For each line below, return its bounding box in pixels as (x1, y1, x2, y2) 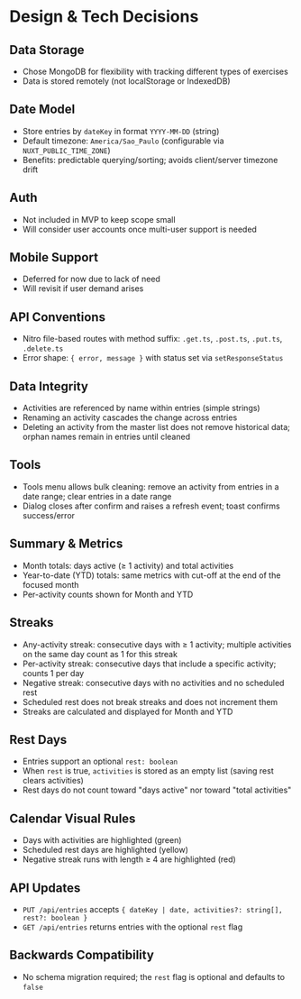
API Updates (9, 880, 81, 895)
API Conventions (9, 309, 106, 325)
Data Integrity (9, 379, 88, 394)
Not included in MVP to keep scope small (22, 214, 176, 225)
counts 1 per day (22, 667, 85, 678)
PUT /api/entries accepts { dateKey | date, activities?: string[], (22, 903, 284, 914)
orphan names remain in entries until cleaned (22, 431, 191, 443)
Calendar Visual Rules (9, 811, 136, 826)
